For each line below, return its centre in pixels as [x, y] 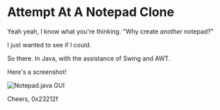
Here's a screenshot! [37, 72]
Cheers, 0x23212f [33, 99]
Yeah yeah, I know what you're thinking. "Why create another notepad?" [110, 31]
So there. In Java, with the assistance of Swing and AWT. [89, 58]
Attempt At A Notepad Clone [91, 12]
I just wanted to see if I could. [49, 45]
